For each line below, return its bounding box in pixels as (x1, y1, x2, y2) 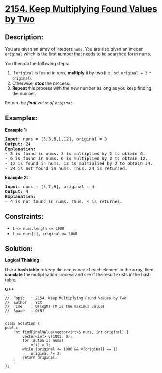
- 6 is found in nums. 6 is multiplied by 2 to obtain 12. (5, 155, 148, 161)
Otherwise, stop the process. (12, 80, 71, 86)
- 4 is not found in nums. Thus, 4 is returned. (5, 198, 122, 204)
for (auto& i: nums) (22, 339, 64, 343)
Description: (5, 33, 44, 41)
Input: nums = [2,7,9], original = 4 (5, 184, 95, 189)
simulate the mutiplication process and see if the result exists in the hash (5, 272, 151, 278)
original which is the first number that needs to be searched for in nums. (5, 51, 151, 57)
